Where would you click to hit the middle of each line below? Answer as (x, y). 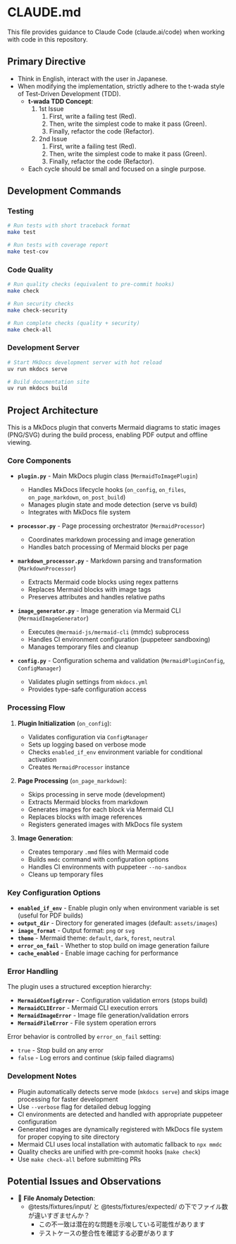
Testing (20, 211)
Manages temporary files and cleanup (83, 647)
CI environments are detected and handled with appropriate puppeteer (120, 1114)
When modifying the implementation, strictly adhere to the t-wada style (121, 86)
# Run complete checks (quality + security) (74, 323)
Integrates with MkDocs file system (79, 512)
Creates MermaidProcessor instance (79, 767)
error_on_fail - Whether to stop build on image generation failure (113, 945)
